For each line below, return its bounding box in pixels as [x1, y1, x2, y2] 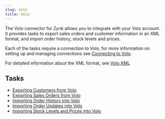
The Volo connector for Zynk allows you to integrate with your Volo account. [5, 25, 161, 31]
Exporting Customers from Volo [12, 87, 77, 93]
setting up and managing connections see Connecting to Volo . [5, 50, 132, 57]
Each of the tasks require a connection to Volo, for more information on [5, 45, 150, 51]
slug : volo [5, 7, 28, 12]
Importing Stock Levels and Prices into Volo [12, 108, 101, 114]
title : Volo [5, 12, 30, 17]
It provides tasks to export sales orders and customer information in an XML [5, 30, 160, 36]
